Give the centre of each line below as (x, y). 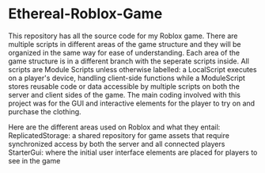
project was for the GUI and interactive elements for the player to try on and (132, 103)
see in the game (34, 160)
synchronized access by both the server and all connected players (117, 144)
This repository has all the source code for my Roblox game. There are (123, 36)
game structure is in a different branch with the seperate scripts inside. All (129, 61)
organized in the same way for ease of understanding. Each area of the (124, 52)
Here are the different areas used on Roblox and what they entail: (114, 127)
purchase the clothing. (45, 111)
